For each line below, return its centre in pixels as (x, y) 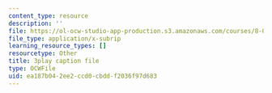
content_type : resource (49, 16)
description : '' (36, 23)
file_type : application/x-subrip (65, 38)
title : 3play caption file (54, 61)
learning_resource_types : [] (57, 46)
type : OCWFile (32, 69)
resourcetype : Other (43, 53)
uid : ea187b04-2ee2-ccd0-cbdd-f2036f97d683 (83, 76)
